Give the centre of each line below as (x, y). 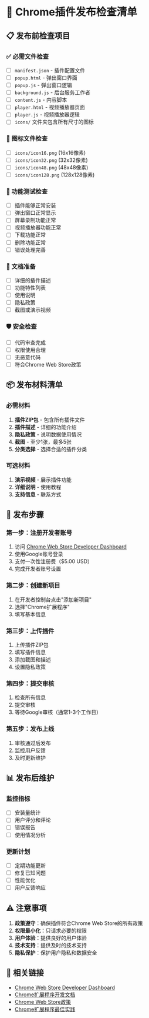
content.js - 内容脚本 (41, 100)
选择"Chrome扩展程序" (42, 607)
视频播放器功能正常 (38, 228)
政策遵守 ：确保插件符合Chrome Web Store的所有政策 (79, 923)
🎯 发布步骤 (25, 515)
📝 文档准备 (21, 267)
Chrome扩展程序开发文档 (45, 994)
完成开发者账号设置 (38, 569)
